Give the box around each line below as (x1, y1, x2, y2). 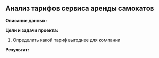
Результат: (5, 46, 29, 52)
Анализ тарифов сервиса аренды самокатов (5, 4, 154, 13)
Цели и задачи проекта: (5, 27, 59, 33)
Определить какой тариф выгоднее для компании (12, 37, 121, 43)
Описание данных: (5, 17, 47, 23)
